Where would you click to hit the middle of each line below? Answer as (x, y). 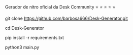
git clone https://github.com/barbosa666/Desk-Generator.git (66, 18)
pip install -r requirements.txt (34, 38)
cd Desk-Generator (25, 28)
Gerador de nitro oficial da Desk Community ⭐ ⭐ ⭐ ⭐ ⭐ (60, 7)
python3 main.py (22, 47)
